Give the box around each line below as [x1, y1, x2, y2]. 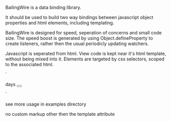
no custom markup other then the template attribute [5, 111, 115, 117]
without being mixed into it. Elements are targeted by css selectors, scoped [5, 56, 165, 62]
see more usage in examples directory [5, 101, 86, 107]
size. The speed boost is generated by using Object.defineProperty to [5, 35, 153, 41]
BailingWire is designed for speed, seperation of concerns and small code [5, 30, 162, 35]
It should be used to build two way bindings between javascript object [5, 14, 154, 20]
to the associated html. [5, 62, 54, 67]
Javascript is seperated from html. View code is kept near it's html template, [5, 51, 166, 56]
